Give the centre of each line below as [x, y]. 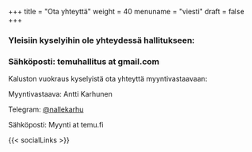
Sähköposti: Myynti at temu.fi [56, 125]
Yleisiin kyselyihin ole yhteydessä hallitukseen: [102, 40]
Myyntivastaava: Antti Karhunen [60, 94]
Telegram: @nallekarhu [46, 109]
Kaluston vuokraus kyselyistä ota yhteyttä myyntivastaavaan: [108, 79]
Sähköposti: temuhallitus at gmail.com [84, 61]
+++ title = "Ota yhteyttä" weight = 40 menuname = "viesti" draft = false [126, 11]
